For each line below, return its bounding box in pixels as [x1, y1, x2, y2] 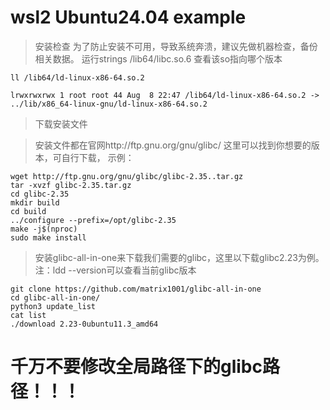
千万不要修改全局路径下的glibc [10, 356, 263, 378]
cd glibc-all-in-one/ [10, 292, 101, 303]
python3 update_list [10, 301, 97, 311]
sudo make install [10, 232, 87, 243]
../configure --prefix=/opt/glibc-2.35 [10, 215, 177, 225]
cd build [10, 206, 47, 216]
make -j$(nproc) [10, 224, 78, 234]
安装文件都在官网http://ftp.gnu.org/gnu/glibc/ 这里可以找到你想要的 [34, 139, 312, 151]
